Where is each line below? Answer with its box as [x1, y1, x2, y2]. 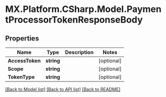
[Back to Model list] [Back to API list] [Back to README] [5, 86, 121, 92]
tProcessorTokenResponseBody [5, 14, 143, 25]
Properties [5, 34, 39, 42]
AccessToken [8, 57, 41, 64]
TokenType [8, 73, 35, 80]
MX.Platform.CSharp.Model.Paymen [5, 3, 162, 15]
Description [65, 49, 94, 55]
